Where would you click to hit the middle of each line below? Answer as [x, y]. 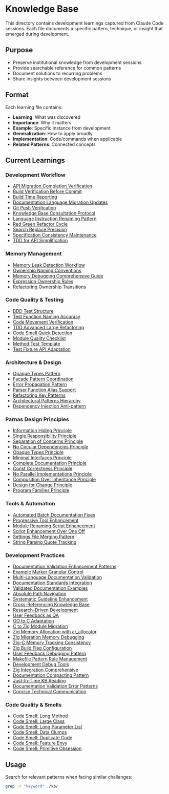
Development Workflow [35, 175]
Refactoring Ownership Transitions [49, 287]
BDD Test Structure [33, 311]
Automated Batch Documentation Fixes [54, 514]
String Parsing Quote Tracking [45, 542]
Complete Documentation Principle [50, 463]
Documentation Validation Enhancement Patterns [65, 567]
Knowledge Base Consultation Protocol [54, 213]
